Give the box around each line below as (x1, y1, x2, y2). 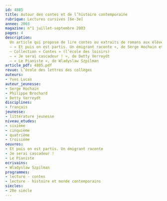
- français (5, 105, 28, 110)
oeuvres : (5, 142, 23, 147)
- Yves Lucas (5, 77, 32, 82)
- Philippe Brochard (5, 91, 48, 96)
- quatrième (5, 133, 30, 138)
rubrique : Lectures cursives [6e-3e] (5, 16, 83, 21)
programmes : (5, 170, 30, 175)
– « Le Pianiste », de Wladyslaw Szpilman (9, 58, 99, 63)
